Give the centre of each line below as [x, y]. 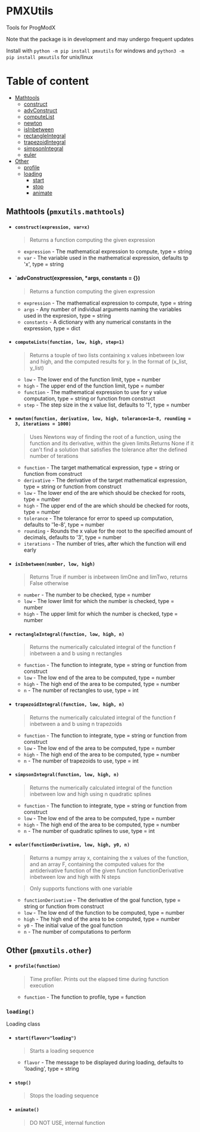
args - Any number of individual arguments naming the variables [102, 309]
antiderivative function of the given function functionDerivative [107, 870]
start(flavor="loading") [46, 1038]
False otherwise [49, 583]
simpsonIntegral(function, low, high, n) [67, 775]
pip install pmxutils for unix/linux [50, 57]
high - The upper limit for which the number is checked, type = [101, 614]
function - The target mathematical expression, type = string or [101, 467]
